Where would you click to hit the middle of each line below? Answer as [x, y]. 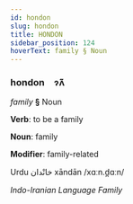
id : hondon [31, 18]
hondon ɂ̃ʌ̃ [38, 83]
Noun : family [34, 137]
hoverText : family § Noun [58, 51]
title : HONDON [37, 34]
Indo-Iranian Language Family [66, 191]
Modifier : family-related [55, 155]
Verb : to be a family [47, 120]
